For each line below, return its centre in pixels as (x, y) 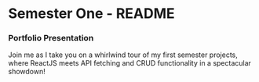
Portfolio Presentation (51, 38)
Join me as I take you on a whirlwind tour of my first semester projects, (123, 55)
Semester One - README (91, 14)
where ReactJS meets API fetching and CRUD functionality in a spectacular (129, 63)
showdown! (27, 72)
